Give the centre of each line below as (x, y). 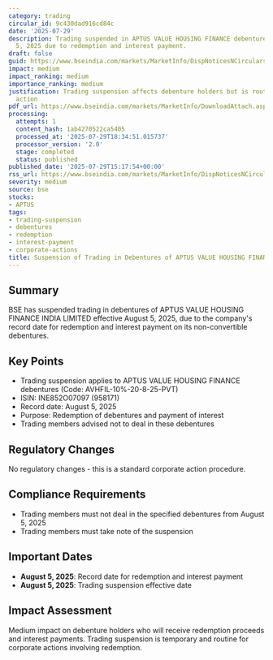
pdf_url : (23, 106)
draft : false (30, 54)
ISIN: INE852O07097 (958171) (70, 398)
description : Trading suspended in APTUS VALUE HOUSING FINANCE (119, 39)
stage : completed (45, 152)
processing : (28, 114)
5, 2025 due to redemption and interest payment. (101, 46)
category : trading (39, 16)
